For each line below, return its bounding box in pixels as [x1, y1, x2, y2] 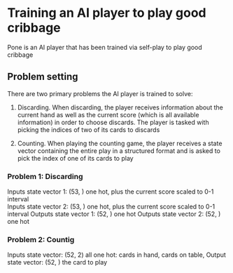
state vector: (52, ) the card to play [7, 258, 108, 267]
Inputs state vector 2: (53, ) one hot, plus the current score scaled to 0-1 [7, 202, 216, 211]
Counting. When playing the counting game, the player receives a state [17, 139, 223, 147]
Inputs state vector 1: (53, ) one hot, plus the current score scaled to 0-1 [7, 187, 214, 196]
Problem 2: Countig [7, 234, 75, 244]
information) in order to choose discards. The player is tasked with [17, 118, 209, 126]
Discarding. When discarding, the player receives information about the [17, 103, 224, 112]
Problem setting [7, 71, 78, 83]
